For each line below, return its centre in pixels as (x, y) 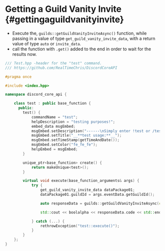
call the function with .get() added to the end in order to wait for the (82, 49)
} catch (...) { (48, 221)
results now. (24, 54)
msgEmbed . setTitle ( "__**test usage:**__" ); (76, 136)
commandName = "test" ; (55, 117)
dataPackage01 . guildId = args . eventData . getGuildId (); (97, 195)
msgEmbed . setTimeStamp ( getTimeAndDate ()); (75, 140)
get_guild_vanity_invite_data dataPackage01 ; (87, 190)
